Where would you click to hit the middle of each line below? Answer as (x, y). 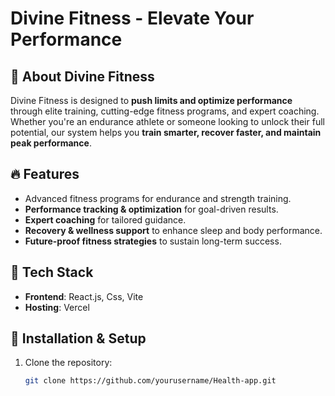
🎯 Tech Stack (52, 272)
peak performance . (51, 143)
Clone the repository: (68, 363)
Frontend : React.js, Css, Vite (84, 296)
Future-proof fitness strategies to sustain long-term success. (153, 241)
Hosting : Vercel (57, 307)
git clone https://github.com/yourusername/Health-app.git (150, 381)
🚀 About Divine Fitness (82, 76)
